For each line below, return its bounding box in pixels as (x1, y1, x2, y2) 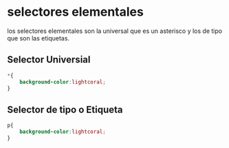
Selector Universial (7, 54, 91, 66)
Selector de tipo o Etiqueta (7, 103, 123, 115)
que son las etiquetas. (7, 34, 70, 42)
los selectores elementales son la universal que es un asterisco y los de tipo (7, 27, 222, 35)
